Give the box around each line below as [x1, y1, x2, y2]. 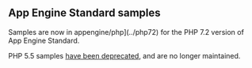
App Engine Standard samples [8, 6, 161, 20]
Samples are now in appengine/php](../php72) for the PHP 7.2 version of [8, 27, 244, 36]
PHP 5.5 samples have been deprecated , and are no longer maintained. [8, 51, 241, 60]
